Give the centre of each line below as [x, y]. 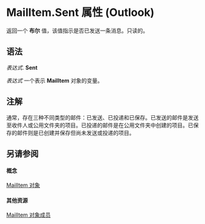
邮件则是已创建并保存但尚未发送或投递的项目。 [76, 132]
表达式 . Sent [22, 67]
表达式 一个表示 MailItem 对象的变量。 [55, 81]
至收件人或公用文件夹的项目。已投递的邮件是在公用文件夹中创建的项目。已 [100, 125]
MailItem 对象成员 [29, 215]
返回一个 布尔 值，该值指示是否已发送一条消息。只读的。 [77, 31]
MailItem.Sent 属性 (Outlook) [80, 13]
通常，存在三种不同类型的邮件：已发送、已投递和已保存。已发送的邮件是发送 [103, 117]
